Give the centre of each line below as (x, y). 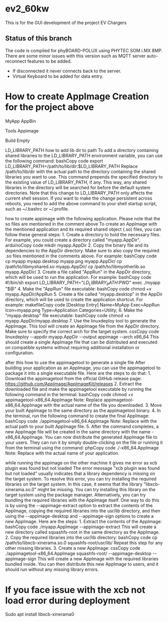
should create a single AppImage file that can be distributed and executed (81, 342)
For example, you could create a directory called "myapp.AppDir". (73, 240)
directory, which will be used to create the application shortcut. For (74, 299)
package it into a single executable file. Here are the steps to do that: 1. (78, 373)
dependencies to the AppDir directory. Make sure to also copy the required (82, 250)
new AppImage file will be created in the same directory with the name (78, 432)
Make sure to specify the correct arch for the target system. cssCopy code (82, 332)
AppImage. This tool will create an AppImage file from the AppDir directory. (82, 326)
